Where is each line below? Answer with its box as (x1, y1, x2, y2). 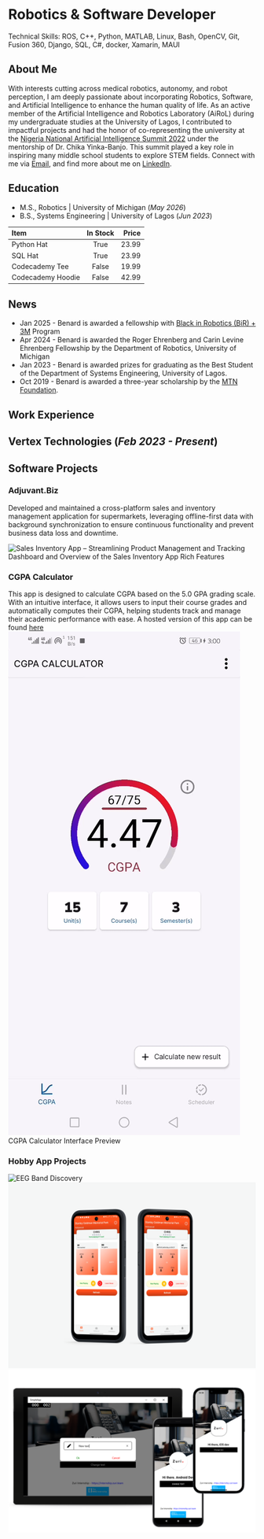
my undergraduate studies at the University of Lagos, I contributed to (8, 116, 232, 127)
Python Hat (11, 240, 49, 249)
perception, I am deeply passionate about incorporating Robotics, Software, (8, 92, 254, 101)
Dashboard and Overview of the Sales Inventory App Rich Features (8, 552, 225, 561)
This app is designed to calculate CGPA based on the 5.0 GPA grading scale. (8, 589, 256, 599)
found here (8, 623, 44, 633)
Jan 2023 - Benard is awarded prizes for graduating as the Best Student (19, 360, 254, 370)
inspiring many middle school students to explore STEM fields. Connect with (8, 150, 255, 160)
